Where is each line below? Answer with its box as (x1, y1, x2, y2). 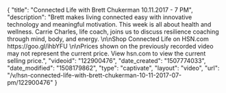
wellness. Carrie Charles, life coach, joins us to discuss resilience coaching (7, 27, 219, 36)
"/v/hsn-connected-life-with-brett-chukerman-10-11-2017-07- (7, 71, 182, 79)
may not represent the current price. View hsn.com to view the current (7, 49, 206, 57)
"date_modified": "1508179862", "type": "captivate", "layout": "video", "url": (7, 64, 220, 72)
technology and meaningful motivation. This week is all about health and (7, 21, 212, 28)
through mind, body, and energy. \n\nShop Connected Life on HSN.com (7, 35, 209, 43)
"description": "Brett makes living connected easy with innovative (7, 13, 192, 21)
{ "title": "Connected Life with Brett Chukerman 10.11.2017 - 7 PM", (7, 6, 193, 14)
